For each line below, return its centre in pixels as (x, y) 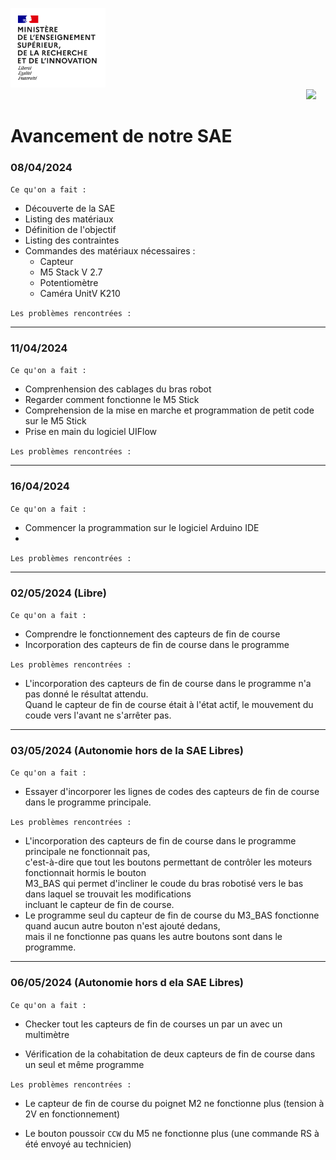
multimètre (47, 1034)
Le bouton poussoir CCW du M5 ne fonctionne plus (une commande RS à (172, 1133)
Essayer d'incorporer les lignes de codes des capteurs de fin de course (172, 792)
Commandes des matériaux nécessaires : (110, 251)
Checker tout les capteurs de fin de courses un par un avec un (153, 1024)
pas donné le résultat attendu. (86, 694)
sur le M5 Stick (55, 421)
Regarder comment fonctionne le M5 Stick (112, 400)
